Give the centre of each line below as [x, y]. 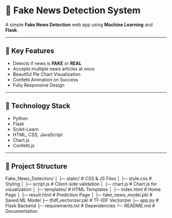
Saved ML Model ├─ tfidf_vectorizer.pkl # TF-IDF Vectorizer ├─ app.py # [82, 200]
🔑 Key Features [30, 51]
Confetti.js [24, 145]
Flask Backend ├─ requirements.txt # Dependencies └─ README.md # [80, 206]
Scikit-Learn [26, 129]
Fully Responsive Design [39, 85]
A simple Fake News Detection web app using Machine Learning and [79, 25]
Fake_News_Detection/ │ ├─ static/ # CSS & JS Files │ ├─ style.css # [79, 179]
